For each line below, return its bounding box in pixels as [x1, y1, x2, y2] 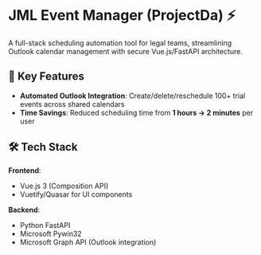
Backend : [8, 205, 41, 214]
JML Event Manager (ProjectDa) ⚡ [8, 6, 236, 25]
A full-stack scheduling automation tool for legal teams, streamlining [8, 37, 232, 48]
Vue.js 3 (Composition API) [19, 181, 109, 190]
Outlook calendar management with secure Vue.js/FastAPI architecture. [8, 46, 243, 56]
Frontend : [8, 165, 41, 175]
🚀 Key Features [8, 69, 85, 84]
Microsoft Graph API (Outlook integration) [19, 237, 157, 247]
